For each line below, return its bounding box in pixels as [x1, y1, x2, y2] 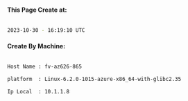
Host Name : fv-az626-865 [7, 63, 82, 71]
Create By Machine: [7, 42, 66, 50]
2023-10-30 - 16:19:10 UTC [7, 27, 85, 34]
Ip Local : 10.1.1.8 [7, 89, 70, 95]
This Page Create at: [7, 6, 67, 14]
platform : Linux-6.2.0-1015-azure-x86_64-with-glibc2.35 [7, 76, 182, 83]
